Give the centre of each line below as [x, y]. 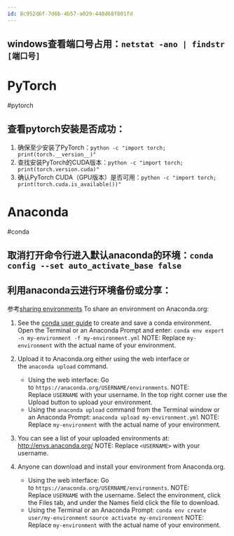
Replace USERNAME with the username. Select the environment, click [124, 495]
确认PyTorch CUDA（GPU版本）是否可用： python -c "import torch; [117, 177]
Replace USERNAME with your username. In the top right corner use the [128, 394]
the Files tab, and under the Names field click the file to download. [124, 502]
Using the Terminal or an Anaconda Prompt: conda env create [117, 510]
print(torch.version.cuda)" [58, 169]
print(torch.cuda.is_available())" [69, 184]
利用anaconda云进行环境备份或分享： [89, 291]
